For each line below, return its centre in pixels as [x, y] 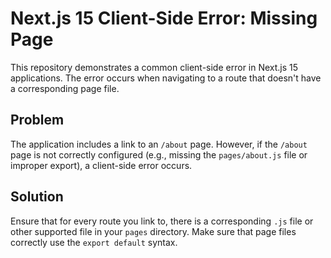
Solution [37, 197]
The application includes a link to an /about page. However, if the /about [159, 144]
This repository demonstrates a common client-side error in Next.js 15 [154, 67]
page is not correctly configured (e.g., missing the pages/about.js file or [159, 154]
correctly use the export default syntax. [94, 242]
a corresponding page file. [65, 88]
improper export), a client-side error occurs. [101, 165]
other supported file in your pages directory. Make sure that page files [153, 231]
